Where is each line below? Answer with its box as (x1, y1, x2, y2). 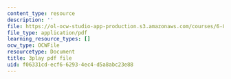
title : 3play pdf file (7, 55, 72, 62)
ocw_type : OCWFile (7, 42, 60, 49)
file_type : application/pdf (7, 29, 88, 36)
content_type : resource (7, 10, 76, 17)
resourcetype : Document (7, 49, 76, 56)
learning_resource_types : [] (7, 36, 91, 43)
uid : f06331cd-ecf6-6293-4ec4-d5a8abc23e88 (7, 61, 134, 68)
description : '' (7, 16, 54, 23)
